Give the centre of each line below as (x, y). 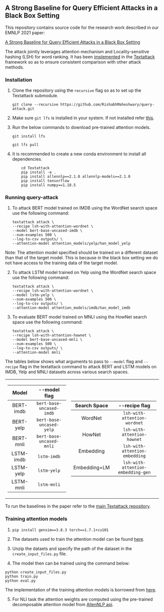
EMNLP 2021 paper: (25, 32)
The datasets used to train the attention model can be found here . (78, 539)
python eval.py (20, 581)
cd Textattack (35, 168)
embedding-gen (134, 473)
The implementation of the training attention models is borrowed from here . (81, 590)
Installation (19, 80)
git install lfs (29, 136)
